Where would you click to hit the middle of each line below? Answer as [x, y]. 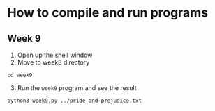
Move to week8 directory [53, 62]
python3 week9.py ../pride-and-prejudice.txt [74, 101]
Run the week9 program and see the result [77, 88]
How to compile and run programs [107, 13]
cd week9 [20, 75]
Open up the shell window [55, 55]
